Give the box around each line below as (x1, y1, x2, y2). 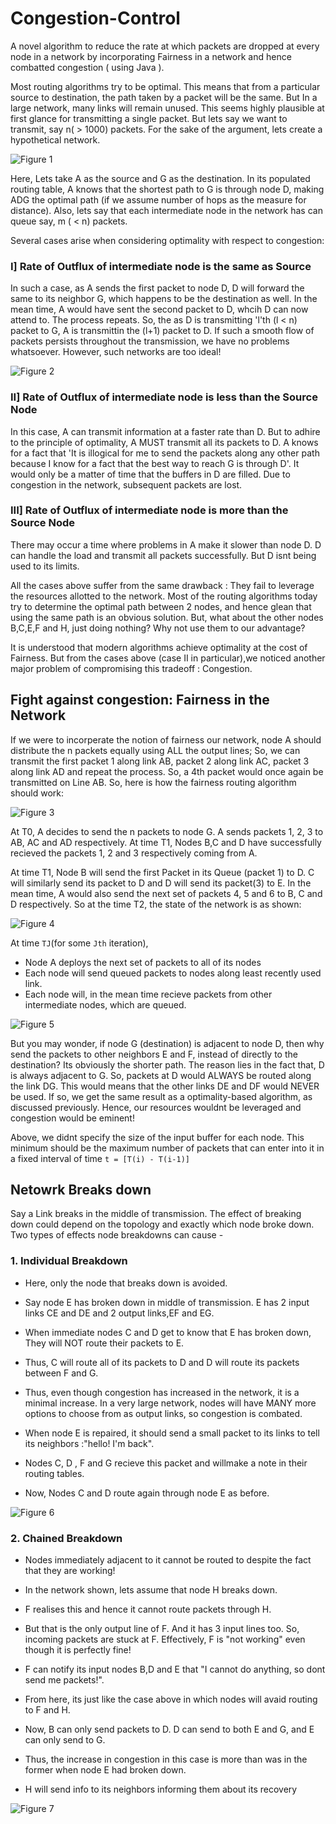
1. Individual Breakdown (10, 1254, 128, 1268)
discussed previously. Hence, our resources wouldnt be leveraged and (10, 1101, 302, 1113)
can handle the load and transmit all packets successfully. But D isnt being (10, 549, 317, 561)
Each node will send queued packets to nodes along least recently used (24, 967, 322, 979)
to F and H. (24, 1704, 71, 1716)
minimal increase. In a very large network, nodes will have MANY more (24, 1397, 317, 1409)
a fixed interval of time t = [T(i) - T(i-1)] (10, 1152, 190, 1164)
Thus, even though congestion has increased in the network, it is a (24, 1386, 300, 1398)
